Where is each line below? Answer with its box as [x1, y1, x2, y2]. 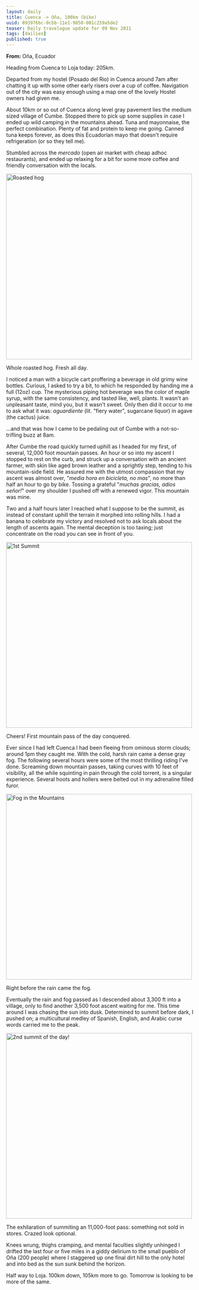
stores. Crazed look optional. [6, 1230, 77, 1237]
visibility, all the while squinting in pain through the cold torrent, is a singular [6, 769, 192, 776]
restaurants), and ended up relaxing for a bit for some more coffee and [6, 156, 179, 162]
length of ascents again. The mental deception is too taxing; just [6, 524, 163, 531]
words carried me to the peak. [6, 1021, 80, 1028]
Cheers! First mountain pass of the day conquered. [6, 733, 131, 740]
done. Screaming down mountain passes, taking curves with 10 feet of [6, 763, 179, 770]
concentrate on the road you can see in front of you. [6, 530, 134, 537]
